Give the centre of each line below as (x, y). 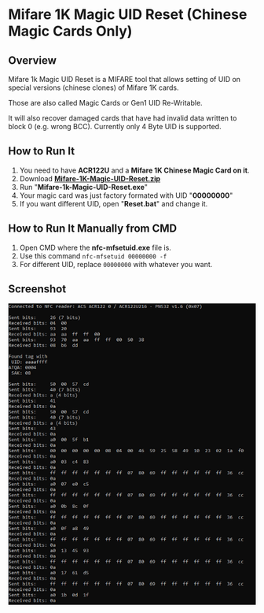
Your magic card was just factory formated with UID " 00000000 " (126, 195)
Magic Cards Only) (70, 31)
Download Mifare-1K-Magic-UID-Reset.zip (90, 178)
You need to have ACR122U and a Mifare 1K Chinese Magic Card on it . (134, 170)
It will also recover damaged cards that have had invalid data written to (123, 118)
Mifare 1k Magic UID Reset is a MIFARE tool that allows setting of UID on (125, 79)
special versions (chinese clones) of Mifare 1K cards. (93, 87)
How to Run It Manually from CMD (93, 229)
